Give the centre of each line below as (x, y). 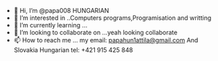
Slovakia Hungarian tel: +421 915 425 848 (73, 50)
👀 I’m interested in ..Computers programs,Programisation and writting (112, 18)
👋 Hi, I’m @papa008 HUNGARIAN (61, 11)
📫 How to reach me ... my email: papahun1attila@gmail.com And (106, 40)
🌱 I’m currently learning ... (51, 25)
